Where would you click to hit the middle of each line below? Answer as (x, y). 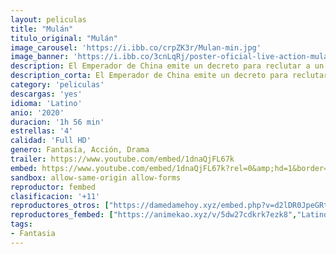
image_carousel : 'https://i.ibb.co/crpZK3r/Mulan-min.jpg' (136, 47)
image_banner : (40, 57)
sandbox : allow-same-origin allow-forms (96, 177)
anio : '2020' (37, 112)
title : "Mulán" (42, 29)
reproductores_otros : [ (60, 206)
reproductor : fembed (53, 187)
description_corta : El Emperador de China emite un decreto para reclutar (169, 76)
